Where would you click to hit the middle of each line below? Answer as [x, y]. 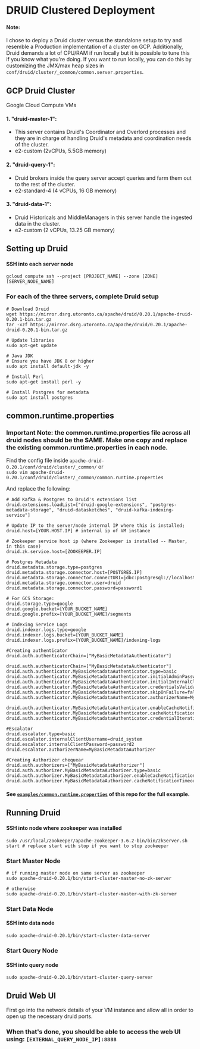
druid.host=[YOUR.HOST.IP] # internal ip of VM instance [78, 531]
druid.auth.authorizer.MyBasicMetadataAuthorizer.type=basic [84, 771]
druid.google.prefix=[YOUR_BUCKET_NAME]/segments [69, 614]
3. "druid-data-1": [29, 204]
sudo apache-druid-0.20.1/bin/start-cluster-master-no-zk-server [89, 878]
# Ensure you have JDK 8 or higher [50, 361]
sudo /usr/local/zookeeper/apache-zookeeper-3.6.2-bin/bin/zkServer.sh [97, 841]
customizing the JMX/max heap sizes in [55, 65]
